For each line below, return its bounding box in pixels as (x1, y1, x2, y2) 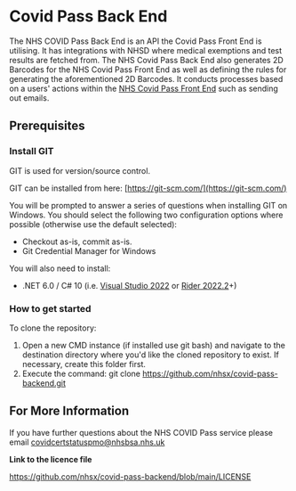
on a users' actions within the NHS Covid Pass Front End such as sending (9, 83, 278, 94)
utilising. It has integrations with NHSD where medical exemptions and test (9, 45, 283, 55)
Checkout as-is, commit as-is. (21, 236, 132, 247)
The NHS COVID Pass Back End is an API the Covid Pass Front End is (9, 36, 262, 46)
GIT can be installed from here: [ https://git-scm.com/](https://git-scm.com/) (9, 183, 287, 193)
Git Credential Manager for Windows (21, 245, 156, 256)
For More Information (9, 404, 130, 419)
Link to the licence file (9, 454, 92, 464)
